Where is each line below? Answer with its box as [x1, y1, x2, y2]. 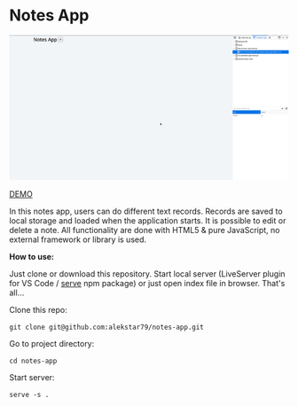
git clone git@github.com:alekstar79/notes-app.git [9, 323, 204, 332]
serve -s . [9, 391, 50, 400]
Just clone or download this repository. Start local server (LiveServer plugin [9, 269, 286, 279]
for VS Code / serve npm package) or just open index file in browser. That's [9, 278, 286, 289]
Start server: [9, 372, 55, 383]
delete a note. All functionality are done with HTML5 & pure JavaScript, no [9, 225, 280, 236]
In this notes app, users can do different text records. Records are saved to [9, 206, 283, 217]
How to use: [9, 252, 55, 262]
